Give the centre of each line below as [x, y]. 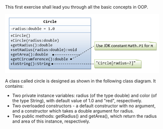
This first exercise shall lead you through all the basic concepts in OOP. [77, 7]
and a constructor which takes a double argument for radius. [73, 111]
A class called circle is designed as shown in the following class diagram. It [81, 81]
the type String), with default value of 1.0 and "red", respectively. [77, 100]
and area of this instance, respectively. [51, 121]
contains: [14, 86]
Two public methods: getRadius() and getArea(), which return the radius [84, 116]
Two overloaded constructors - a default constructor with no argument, [84, 106]
